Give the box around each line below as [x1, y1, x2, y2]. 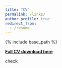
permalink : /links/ [5, 12, 46, 17]
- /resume [9, 26, 30, 31]
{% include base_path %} [5, 39, 58, 45]
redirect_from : [5, 21, 37, 26]
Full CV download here [5, 49, 53, 55]
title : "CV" [5, 7, 30, 12]
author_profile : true [5, 16, 50, 21]
